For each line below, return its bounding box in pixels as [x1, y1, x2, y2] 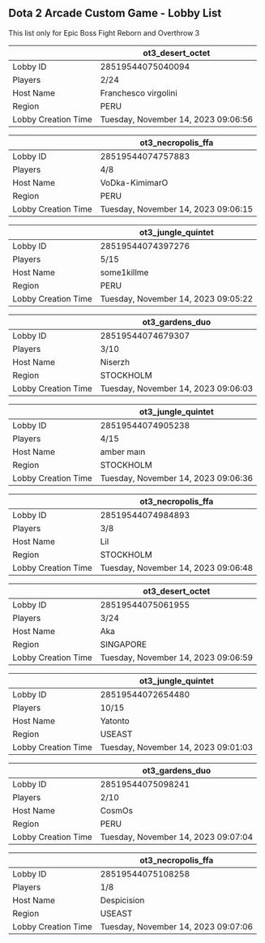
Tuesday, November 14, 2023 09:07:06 [100, 920, 254, 932]
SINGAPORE [100, 638, 147, 649]
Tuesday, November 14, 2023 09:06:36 [100, 472, 254, 483]
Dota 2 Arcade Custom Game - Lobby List [8, 6, 222, 20]
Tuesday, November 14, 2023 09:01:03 [100, 741, 254, 752]
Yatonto [100, 715, 130, 727]
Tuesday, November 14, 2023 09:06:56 [100, 114, 254, 125]
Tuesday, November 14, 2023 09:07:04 [100, 831, 254, 842]
